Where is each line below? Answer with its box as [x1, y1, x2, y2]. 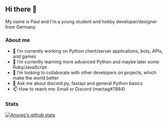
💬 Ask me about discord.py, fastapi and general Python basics [12, 80, 143, 87]
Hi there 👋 [5, 5, 37, 14]
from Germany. [5, 24, 37, 30]
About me [5, 36, 30, 44]
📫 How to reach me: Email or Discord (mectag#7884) [12, 86, 125, 92]
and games [12, 54, 37, 60]
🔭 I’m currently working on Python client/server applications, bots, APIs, [12, 48, 163, 54]
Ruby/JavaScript [12, 64, 47, 70]
